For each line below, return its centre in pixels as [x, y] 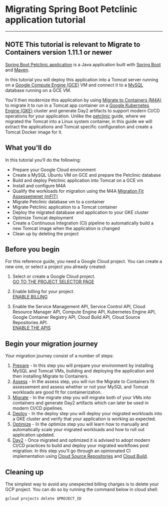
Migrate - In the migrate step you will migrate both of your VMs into [82, 398]
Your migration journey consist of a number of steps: [59, 356]
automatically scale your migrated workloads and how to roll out [78, 430]
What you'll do [28, 148]
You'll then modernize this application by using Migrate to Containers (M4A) [83, 100]
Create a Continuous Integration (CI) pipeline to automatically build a [83, 223]
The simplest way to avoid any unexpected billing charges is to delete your [82, 484]
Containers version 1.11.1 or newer [59, 52]
